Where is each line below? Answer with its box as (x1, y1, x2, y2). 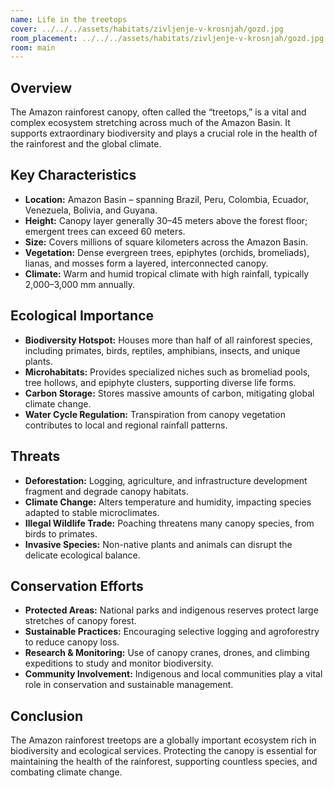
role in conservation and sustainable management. (24, 679, 234, 691)
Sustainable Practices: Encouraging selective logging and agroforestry (24, 626, 320, 638)
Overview (10, 79, 73, 96)
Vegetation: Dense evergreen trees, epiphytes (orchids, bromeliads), (24, 246, 310, 258)
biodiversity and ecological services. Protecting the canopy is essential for (10, 745, 318, 757)
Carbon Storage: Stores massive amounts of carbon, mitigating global (24, 387, 315, 399)
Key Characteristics (10, 167, 137, 184)
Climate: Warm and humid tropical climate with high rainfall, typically (24, 267, 310, 280)
